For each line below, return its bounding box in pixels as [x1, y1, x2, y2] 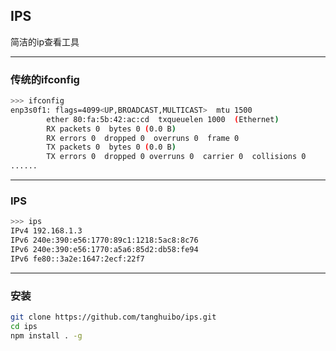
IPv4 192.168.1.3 [10, 226, 83, 236]
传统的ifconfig [10, 72, 80, 86]
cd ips [10, 321, 38, 331]
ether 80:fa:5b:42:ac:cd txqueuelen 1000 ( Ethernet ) [46, 114, 280, 124]
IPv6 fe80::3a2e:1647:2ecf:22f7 [10, 254, 145, 264]
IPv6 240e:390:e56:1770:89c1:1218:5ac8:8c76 [10, 235, 199, 246]
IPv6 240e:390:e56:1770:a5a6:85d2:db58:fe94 [10, 245, 199, 255]
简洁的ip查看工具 [10, 35, 80, 48]
